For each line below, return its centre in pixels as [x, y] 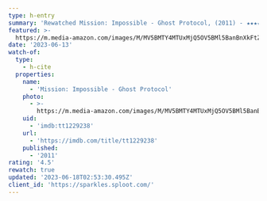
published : [41, 148]
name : [32, 82]
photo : [33, 97]
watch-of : [25, 52]
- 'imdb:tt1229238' [61, 126]
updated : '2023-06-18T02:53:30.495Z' [71, 178]
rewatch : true [32, 170]
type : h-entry [32, 15]
